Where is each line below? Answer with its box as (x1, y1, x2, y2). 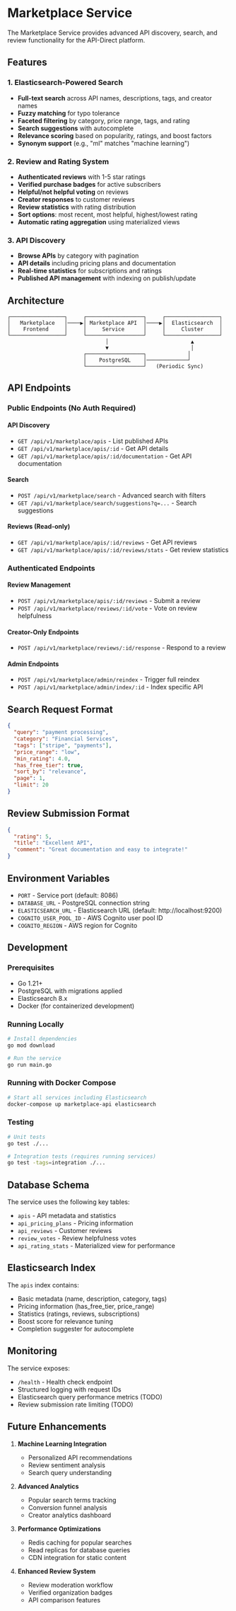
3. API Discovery (7, 235, 66, 245)
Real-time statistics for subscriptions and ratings (17, 267, 163, 275)
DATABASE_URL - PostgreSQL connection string (17, 898, 150, 907)
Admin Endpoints (7, 660, 59, 668)
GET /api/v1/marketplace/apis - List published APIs (17, 437, 169, 445)
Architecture (7, 294, 65, 306)
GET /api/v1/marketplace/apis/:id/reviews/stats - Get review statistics (17, 545, 229, 554)
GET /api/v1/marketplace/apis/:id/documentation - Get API (17, 452, 192, 460)
